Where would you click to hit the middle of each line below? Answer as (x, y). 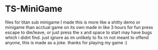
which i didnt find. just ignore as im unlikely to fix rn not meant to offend (77, 37)
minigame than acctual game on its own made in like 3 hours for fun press (79, 27)
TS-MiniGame (34, 9)
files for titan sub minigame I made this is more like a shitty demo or (73, 22)
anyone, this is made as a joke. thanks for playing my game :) (66, 42)
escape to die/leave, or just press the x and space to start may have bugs (79, 32)
